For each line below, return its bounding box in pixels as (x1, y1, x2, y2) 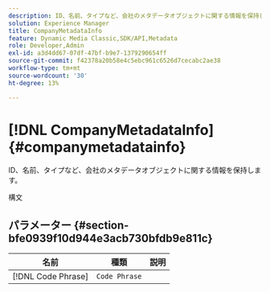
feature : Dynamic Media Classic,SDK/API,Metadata (8, 34, 178, 43)
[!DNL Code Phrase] (12, 271, 89, 282)
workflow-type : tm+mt (8, 64, 81, 72)
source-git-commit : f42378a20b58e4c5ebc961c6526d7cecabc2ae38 (8, 57, 221, 65)
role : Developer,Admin (8, 42, 84, 50)
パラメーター (8, 218, 72, 232)
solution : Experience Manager (8, 19, 110, 27)
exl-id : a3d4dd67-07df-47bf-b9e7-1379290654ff (8, 49, 167, 57)
